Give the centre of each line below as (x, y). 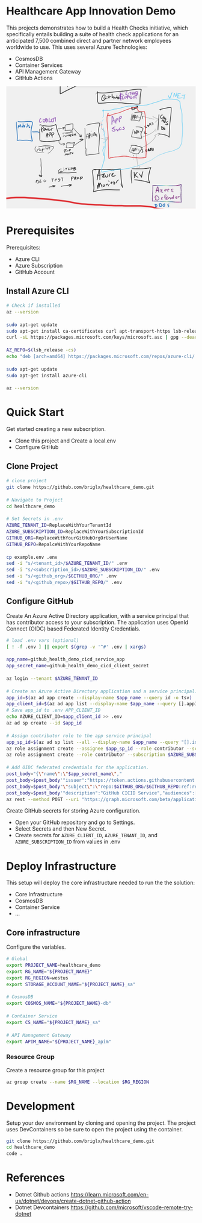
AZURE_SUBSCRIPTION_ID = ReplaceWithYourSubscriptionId (75, 532)
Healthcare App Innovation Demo (91, 11)
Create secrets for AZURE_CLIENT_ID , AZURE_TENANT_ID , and (86, 835)
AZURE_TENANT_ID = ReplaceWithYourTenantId (59, 526)
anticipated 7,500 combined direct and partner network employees (89, 40)
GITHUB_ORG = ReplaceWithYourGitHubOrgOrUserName (67, 538)
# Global (17, 959)
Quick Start (35, 413)
